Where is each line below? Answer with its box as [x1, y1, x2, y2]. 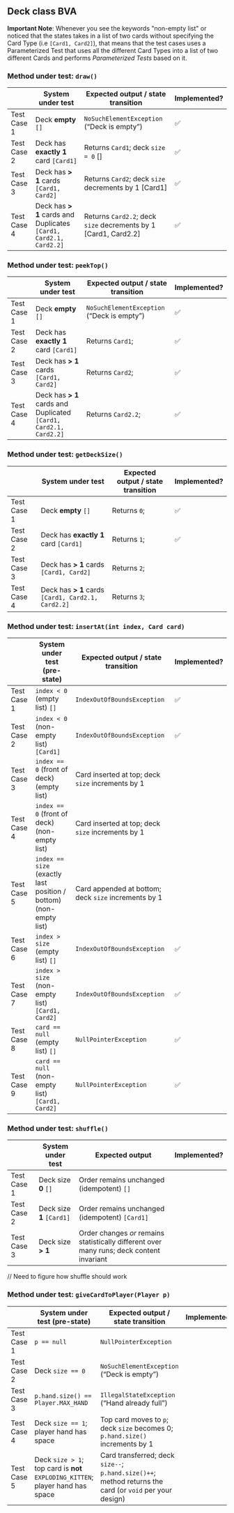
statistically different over [79, 1237, 162, 1247]
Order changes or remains [79, 1229, 165, 1238]
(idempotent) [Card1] [79, 1212, 149, 1222]
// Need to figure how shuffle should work [7, 1272, 127, 1281]
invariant [79, 1254, 108, 1264]
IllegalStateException [100, 1391, 175, 1399]
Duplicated [35, 408, 72, 418]
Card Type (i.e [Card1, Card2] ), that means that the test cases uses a [7, 38, 207, 47]
